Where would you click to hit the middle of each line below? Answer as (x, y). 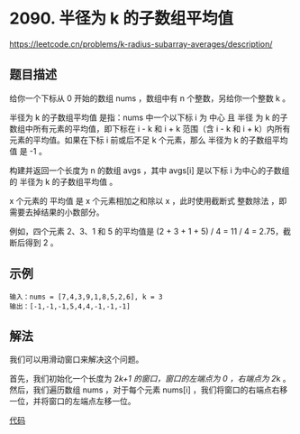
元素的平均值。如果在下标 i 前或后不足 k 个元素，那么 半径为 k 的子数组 (141, 140)
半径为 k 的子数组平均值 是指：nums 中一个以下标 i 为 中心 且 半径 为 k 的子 (149, 117)
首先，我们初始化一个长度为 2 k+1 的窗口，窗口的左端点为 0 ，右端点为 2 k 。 (150, 379)
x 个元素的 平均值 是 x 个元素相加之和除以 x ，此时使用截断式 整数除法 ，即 (148, 200)
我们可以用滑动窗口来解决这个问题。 (77, 360)
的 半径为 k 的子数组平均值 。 (64, 181)
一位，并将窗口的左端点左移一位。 (73, 402)
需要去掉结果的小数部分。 (57, 212)
